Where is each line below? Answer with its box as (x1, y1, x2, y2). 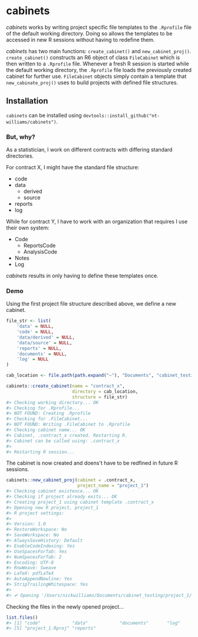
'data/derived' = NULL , (16, 334, 75, 340)
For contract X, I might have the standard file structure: (6, 164, 140, 171)
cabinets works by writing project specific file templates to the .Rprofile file (6, 24, 192, 31)
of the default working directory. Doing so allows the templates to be (6, 29, 173, 37)
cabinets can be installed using (6, 111, 82, 119)
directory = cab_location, (71, 388, 138, 395)
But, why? (6, 133, 35, 141)
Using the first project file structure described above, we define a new (6, 300, 177, 307)
